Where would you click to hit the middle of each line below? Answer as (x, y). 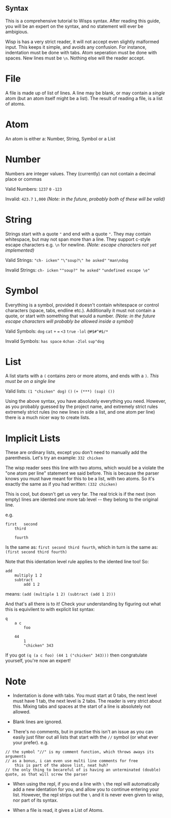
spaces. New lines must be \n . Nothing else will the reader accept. (75, 58)
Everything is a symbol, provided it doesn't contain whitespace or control (82, 305)
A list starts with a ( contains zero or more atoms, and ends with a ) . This (82, 376)
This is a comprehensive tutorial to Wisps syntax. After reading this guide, (83, 21)
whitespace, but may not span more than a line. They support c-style (78, 239)
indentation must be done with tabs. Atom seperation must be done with (81, 52)
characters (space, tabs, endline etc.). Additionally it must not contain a (80, 310)
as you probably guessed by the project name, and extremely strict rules (82, 406)
